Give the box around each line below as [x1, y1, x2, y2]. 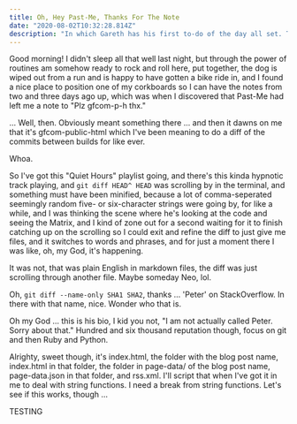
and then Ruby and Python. [9, 335, 109, 345]
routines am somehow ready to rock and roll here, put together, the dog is [9, 63, 278, 73]
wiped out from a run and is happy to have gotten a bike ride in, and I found [9, 72, 284, 83]
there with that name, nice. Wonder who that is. [9, 299, 182, 309]
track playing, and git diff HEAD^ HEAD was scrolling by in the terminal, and [9, 180, 286, 191]
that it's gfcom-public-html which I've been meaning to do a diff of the [9, 127, 265, 138]
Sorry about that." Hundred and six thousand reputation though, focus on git [9, 325, 287, 336]
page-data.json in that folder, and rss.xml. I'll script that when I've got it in [9, 370, 278, 381]
